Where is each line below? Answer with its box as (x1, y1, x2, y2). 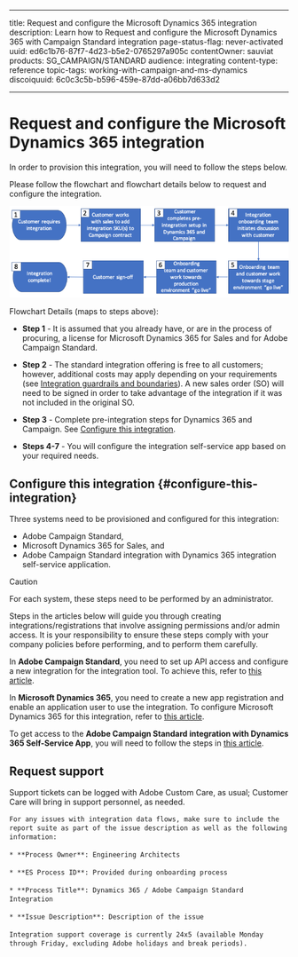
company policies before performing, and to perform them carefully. (9, 639, 259, 650)
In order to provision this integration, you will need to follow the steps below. (9, 162, 288, 172)
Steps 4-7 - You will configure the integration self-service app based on (21, 441, 286, 452)
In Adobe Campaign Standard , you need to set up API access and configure (9, 656, 289, 667)
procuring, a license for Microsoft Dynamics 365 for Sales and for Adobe (21, 333, 288, 344)
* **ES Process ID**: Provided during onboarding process (9, 867, 228, 877)
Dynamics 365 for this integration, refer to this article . (9, 711, 205, 722)
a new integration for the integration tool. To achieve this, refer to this (9, 666, 263, 676)
